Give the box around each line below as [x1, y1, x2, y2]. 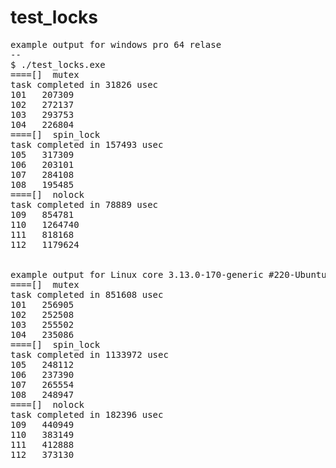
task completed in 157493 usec [10, 139, 164, 150]
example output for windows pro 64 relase [10, 39, 222, 50]
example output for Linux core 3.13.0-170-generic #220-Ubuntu [10, 269, 327, 280]
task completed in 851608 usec [10, 289, 164, 300]
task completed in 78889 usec [10, 199, 159, 210]
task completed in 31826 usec [10, 79, 159, 90]
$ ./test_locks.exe [10, 59, 106, 70]
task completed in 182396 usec [10, 409, 164, 420]
